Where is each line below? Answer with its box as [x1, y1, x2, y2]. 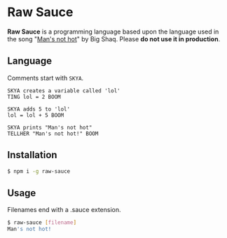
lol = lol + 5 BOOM [7, 111, 64, 119]
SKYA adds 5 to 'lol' [7, 106, 71, 113]
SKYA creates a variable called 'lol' [7, 87, 121, 94]
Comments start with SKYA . [7, 73, 84, 82]
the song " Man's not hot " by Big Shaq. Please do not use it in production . [7, 34, 221, 43]
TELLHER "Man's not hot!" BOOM [7, 130, 99, 137]
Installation [7, 149, 57, 161]
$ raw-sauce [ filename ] [7, 219, 77, 226]
